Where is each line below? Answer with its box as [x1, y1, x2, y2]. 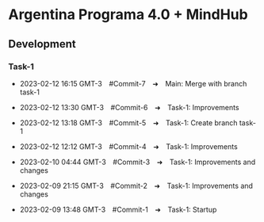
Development [8, 37, 77, 51]
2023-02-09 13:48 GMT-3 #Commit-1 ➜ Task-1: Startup [19, 205, 217, 214]
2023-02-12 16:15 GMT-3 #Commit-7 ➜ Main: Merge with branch [19, 78, 247, 88]
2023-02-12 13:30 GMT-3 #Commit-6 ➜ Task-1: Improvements [19, 102, 239, 112]
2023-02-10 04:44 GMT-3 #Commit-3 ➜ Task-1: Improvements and [19, 157, 256, 166]
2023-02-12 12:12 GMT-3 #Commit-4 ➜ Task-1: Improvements [19, 141, 238, 151]
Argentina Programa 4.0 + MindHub [8, 6, 248, 24]
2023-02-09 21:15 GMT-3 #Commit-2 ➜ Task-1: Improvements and [19, 181, 254, 190]
